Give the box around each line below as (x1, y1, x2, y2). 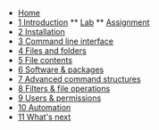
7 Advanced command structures (17, 74, 141, 84)
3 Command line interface (17, 36, 114, 46)
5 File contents (17, 55, 73, 65)
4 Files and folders (17, 45, 87, 56)
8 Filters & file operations (17, 84, 111, 93)
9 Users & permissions (17, 93, 102, 103)
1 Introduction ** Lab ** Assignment (17, 17, 150, 28)
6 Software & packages (17, 64, 105, 75)
